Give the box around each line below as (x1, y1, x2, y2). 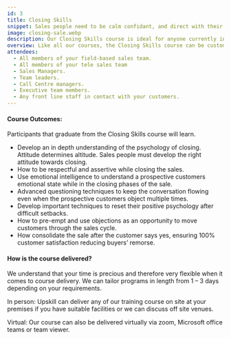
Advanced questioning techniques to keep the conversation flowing (16, 187, 209, 196)
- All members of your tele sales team (13, 61, 128, 68)
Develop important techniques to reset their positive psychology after (16, 202, 214, 210)
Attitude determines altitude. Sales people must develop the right (16, 151, 201, 159)
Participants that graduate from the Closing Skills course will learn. (7, 130, 196, 138)
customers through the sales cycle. (16, 224, 117, 232)
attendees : (7, 49, 38, 56)
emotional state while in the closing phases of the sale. (16, 180, 173, 188)
